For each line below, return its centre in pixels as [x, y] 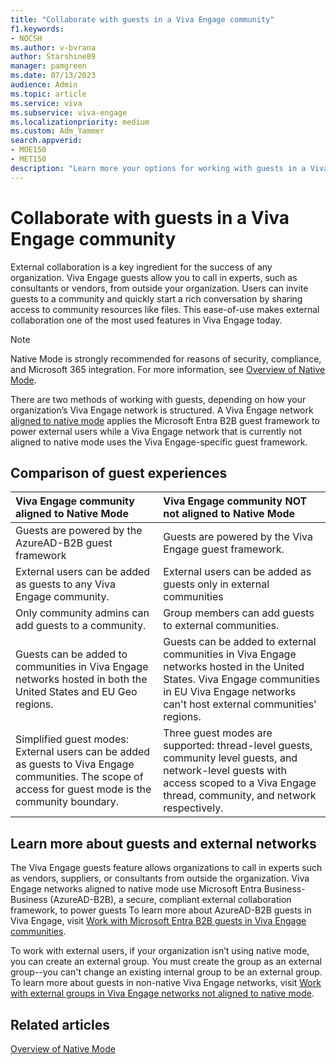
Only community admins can [82, 613]
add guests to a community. [81, 626]
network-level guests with [225, 771]
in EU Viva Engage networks [230, 692]
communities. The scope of [79, 777]
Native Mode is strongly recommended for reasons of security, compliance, [166, 358]
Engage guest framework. [224, 549]
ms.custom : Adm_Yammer [57, 131]
